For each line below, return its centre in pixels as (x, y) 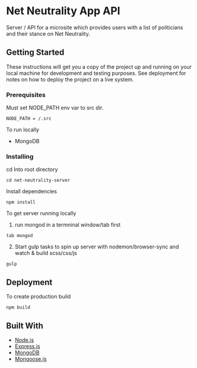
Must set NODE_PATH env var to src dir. (55, 108)
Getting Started (35, 53)
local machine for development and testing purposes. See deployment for (96, 73)
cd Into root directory (32, 169)
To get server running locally (41, 213)
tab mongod (20, 236)
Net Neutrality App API (63, 11)
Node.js (24, 339)
